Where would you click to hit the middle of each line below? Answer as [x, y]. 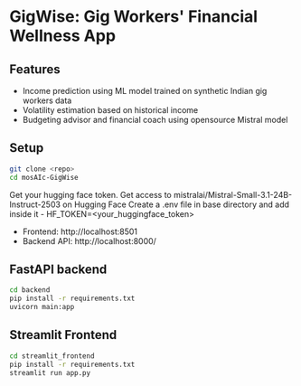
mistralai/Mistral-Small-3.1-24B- [233, 194]
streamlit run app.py [50, 372]
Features [35, 69]
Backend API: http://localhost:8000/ [89, 240]
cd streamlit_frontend [52, 356]
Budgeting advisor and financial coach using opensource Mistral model [155, 120]
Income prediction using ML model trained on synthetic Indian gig [145, 91]
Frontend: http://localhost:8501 [80, 231]
